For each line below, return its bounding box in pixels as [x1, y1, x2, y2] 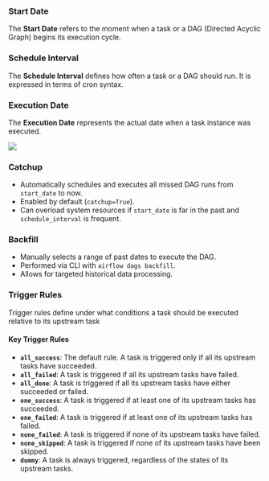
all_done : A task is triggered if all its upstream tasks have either [19, 378, 231, 388]
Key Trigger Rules [8, 335, 70, 344]
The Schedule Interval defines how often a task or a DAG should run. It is [8, 71, 251, 80]
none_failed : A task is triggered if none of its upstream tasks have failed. [19, 429, 261, 439]
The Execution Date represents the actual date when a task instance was [8, 117, 251, 127]
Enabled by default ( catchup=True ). [19, 197, 135, 207]
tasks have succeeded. [19, 360, 97, 371]
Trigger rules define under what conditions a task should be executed [8, 307, 238, 317]
